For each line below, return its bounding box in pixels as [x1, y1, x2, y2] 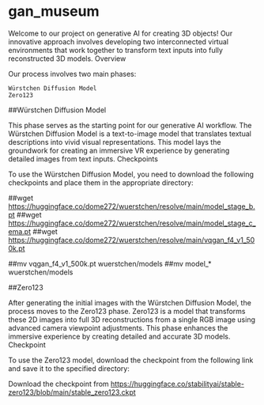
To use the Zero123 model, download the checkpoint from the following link [8, 355, 254, 365]
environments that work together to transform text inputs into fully [8, 45, 224, 55]
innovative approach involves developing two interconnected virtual [8, 36, 229, 46]
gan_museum [8, 2, 100, 21]
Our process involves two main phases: [8, 69, 137, 78]
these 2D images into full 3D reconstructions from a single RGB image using [8, 315, 255, 324]
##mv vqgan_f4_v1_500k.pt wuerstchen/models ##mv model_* [8, 259, 212, 268]
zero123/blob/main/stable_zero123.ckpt [8, 387, 136, 397]
